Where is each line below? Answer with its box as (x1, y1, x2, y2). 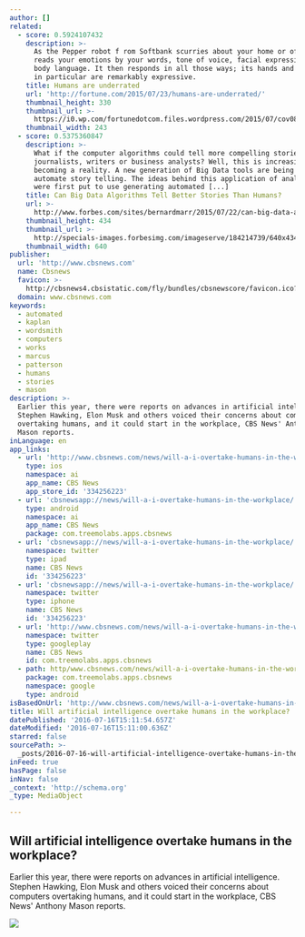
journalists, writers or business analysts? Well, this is (33, 156, 261, 166)
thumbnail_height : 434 (25, 216, 112, 226)
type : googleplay (25, 639, 92, 649)
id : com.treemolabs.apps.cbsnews (25, 656, 152, 665)
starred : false (9, 732, 67, 741)
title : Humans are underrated (25, 81, 141, 90)
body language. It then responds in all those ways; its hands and (33, 65, 295, 74)
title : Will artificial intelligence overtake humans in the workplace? (9, 707, 290, 716)
